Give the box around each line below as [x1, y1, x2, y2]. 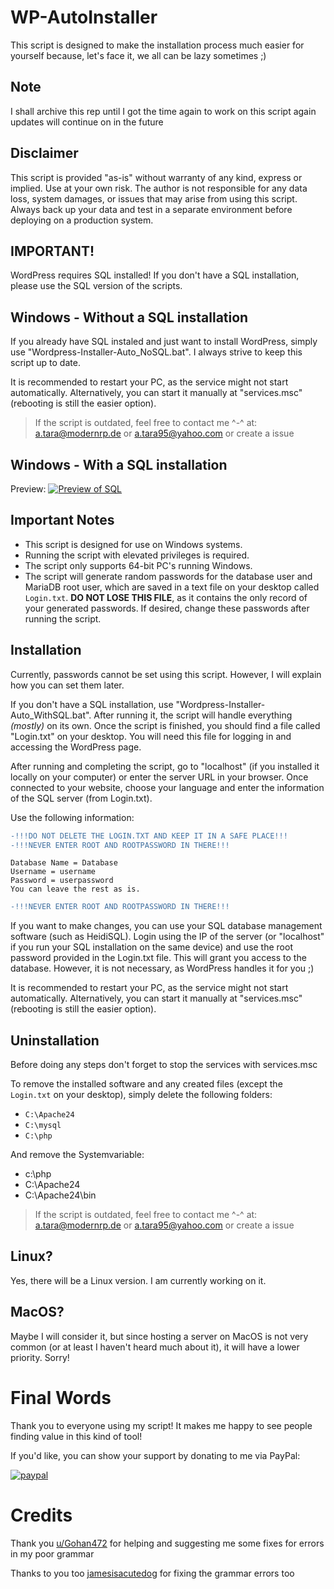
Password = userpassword [10, 876, 114, 886]
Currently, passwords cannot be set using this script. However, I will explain [10, 668, 322, 680]
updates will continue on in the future [10, 116, 164, 128]
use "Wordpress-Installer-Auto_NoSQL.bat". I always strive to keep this [10, 346, 303, 358]
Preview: [10, 483, 47, 495]
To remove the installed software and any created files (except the [10, 1078, 283, 1090]
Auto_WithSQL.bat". [10, 709, 92, 721]
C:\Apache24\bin [24, 1189, 97, 1201]
